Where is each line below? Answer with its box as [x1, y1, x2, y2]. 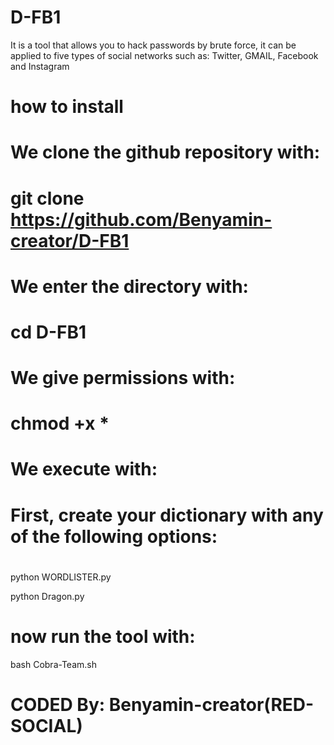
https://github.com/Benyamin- [10, 208, 273, 231]
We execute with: [10, 458, 158, 481]
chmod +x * [10, 412, 110, 435]
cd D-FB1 [10, 321, 87, 343]
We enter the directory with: [10, 275, 249, 298]
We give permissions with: [10, 367, 236, 390]
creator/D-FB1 [10, 229, 130, 252]
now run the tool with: [10, 626, 196, 648]
